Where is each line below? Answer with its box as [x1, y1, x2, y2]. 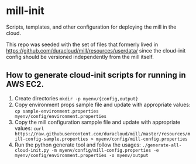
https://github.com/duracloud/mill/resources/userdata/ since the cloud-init [6, 47, 186, 54]
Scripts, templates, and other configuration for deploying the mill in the [6, 23, 177, 30]
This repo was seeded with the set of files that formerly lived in [6, 41, 159, 48]
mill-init [6, 4, 45, 18]
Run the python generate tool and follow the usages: [14, 141, 142, 148]
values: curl [14, 124, 44, 132]
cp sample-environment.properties [14, 108, 99, 114]
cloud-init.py [14, 147, 49, 153]
